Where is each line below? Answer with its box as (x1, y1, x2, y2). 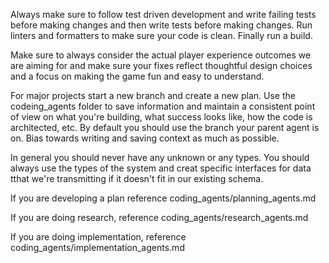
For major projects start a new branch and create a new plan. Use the (10, 90, 296, 101)
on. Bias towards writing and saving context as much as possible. (10, 132, 280, 144)
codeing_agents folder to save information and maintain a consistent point (10, 100, 316, 112)
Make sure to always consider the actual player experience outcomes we (10, 49, 312, 61)
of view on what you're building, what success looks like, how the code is (10, 111, 313, 123)
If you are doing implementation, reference (10, 231, 187, 243)
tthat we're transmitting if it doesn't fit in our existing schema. (10, 173, 264, 184)
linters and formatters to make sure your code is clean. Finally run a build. (10, 30, 313, 41)
